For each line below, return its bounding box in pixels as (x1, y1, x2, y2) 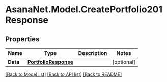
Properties (5, 35, 40, 43)
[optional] (112, 59, 136, 65)
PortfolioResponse (27, 59, 74, 65)
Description (78, 50, 107, 57)
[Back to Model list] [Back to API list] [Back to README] (5, 71, 122, 77)
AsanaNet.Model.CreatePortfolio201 (5, 4, 163, 15)
